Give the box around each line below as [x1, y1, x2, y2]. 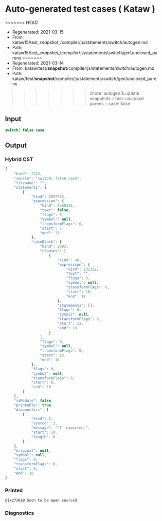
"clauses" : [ [39, 249, 67, 254]
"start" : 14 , [31, 430, 57, 435]
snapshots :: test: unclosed [90, 95, 144, 101]
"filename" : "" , [14, 180, 47, 185]
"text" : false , [39, 208, 71, 213]
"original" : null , [14, 448, 51, 453]
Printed [5, 487, 23, 494]
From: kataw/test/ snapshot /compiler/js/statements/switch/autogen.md [12, 65, 155, 71]
